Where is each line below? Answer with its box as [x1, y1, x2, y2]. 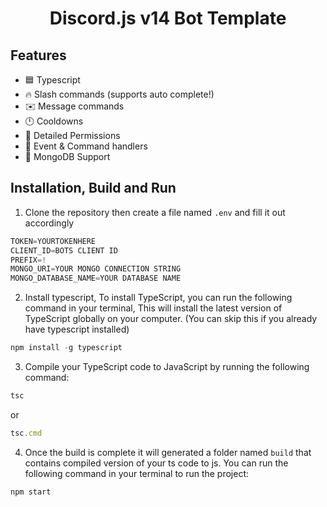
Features [10, 47, 67, 64]
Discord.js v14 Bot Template [49, 7, 287, 30]
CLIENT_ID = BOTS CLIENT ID [10, 245, 118, 256]
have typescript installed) [24, 323, 130, 336]
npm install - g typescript [10, 343, 123, 353]
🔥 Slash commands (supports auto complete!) [24, 88, 215, 100]
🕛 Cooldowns [24, 115, 84, 127]
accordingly [24, 217, 75, 229]
